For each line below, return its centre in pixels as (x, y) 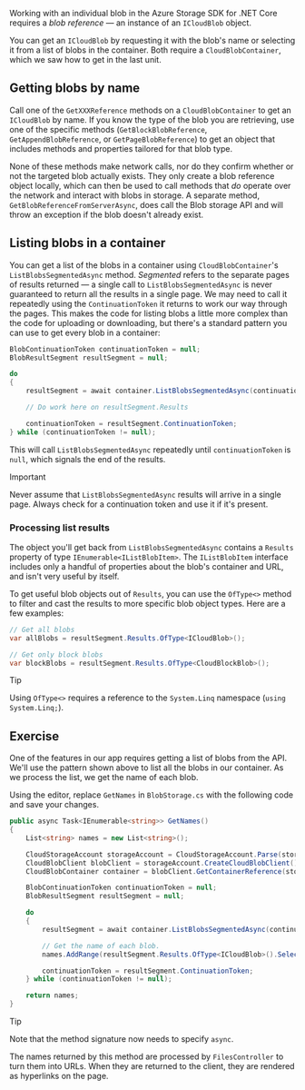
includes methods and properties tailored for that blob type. (121, 148)
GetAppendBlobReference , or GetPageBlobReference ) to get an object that (142, 139)
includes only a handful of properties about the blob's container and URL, (147, 566)
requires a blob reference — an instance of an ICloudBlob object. (131, 23)
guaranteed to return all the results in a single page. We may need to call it (148, 293)
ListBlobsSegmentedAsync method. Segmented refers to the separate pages (150, 274)
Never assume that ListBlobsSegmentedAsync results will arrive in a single (145, 494)
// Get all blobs (42, 629)
